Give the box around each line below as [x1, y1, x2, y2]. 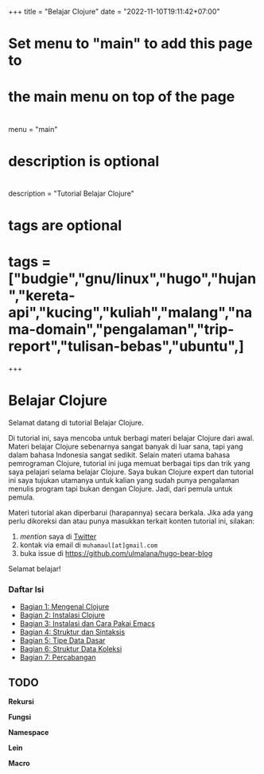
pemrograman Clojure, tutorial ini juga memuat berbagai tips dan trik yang [8, 459, 250, 468]
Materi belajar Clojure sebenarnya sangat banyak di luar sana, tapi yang [8, 441, 244, 451]
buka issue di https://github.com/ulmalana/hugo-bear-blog [19, 549, 213, 558]
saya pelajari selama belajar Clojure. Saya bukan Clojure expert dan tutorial [8, 467, 254, 476]
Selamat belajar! [8, 564, 61, 574]
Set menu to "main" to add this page [8, 35, 253, 53]
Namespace [8, 728, 49, 737]
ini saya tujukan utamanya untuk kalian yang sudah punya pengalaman [8, 476, 240, 484]
